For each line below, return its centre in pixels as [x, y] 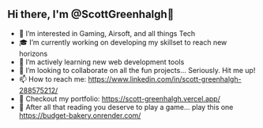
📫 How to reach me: [53, 79]
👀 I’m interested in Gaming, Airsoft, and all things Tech [107, 33]
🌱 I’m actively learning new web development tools [101, 62]
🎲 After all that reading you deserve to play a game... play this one [126, 107]
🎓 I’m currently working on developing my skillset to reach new [123, 42]
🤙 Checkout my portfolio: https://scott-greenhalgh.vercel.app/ [119, 98]
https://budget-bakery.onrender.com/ [80, 115]
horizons [33, 53]
